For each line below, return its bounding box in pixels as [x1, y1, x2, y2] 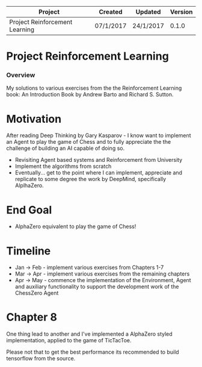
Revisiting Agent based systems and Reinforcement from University [14, 156, 183, 164]
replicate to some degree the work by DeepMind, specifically [14, 176, 167, 183]
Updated [135, 8, 161, 16]
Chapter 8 [6, 310, 57, 324]
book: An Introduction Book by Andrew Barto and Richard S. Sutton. [6, 91, 174, 98]
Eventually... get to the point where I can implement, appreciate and [14, 169, 182, 176]
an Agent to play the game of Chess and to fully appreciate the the [6, 138, 171, 146]
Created [99, 8, 123, 16]
